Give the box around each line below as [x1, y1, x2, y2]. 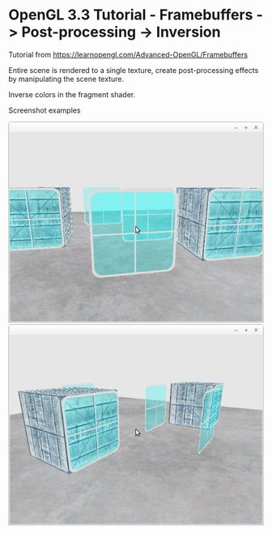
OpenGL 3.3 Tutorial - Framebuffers [8, 6, 253, 24]
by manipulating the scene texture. [8, 74, 124, 83]
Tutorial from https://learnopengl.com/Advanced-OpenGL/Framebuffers [8, 49, 249, 59]
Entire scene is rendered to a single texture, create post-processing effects [8, 65, 259, 75]
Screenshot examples [8, 105, 81, 115]
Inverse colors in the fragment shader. [8, 89, 136, 99]
